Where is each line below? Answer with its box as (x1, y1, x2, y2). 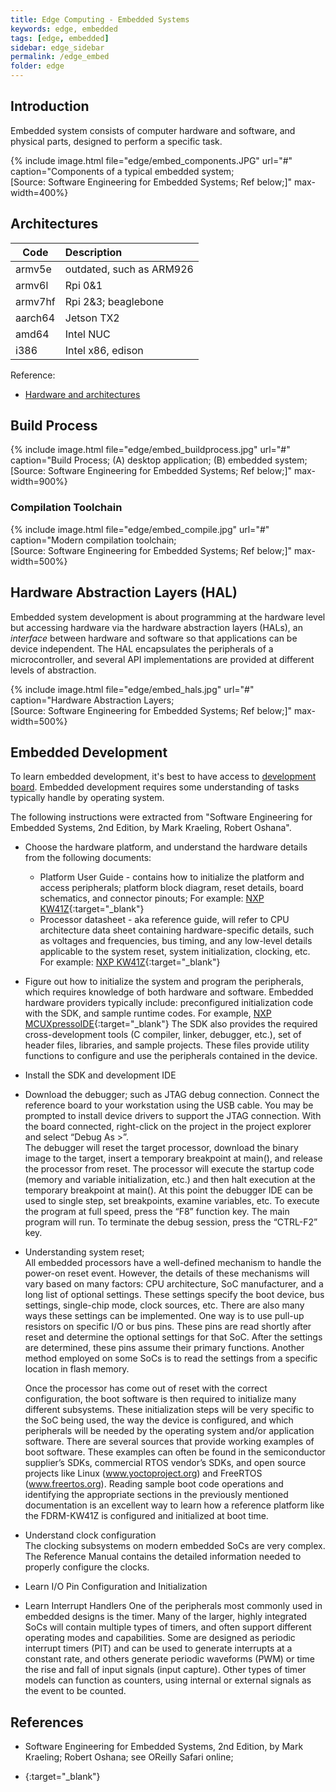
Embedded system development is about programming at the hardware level (10, 611, 326, 623)
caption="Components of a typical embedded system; (10, 165, 235, 177)
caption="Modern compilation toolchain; (10, 534, 177, 546)
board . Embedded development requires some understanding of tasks (10, 781, 300, 793)
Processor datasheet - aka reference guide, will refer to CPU (39, 914, 290, 926)
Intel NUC (64, 327, 111, 341)
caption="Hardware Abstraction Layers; (10, 694, 175, 706)
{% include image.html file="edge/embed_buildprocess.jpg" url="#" (10, 444, 291, 456)
